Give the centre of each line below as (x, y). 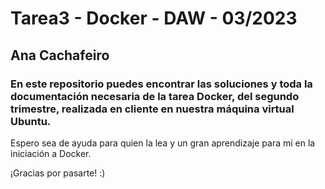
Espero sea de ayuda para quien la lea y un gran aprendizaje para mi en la (163, 143)
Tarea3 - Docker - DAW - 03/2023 (154, 18)
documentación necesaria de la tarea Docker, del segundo (155, 96)
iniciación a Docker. (51, 153)
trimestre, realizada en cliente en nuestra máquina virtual (152, 109)
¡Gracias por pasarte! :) (58, 173)
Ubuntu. (31, 121)
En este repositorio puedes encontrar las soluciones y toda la (161, 84)
